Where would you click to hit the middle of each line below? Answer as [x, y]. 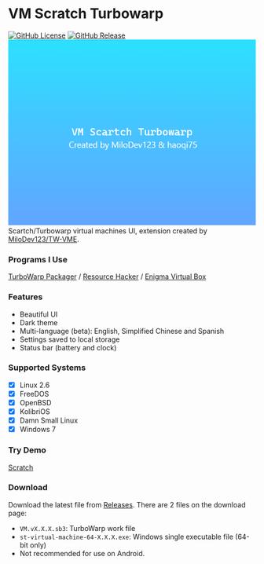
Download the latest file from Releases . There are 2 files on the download [127, 504]
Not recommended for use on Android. [82, 553]
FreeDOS [34, 394]
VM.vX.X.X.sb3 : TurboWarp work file [77, 528]
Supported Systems [47, 368]
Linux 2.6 [35, 385]
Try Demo [27, 450]
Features [26, 297]
